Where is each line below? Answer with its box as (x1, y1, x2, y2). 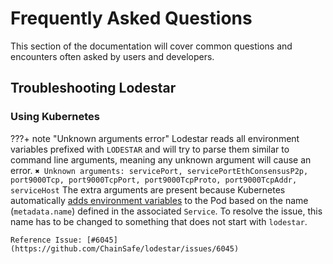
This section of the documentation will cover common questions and (10, 40, 293, 52)
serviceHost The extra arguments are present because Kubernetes (10, 183, 286, 196)
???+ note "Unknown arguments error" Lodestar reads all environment (10, 132, 300, 144)
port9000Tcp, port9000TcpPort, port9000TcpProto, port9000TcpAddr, (10, 175, 298, 185)
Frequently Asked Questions (10, 7, 253, 30)
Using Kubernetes (10, 110, 100, 124)
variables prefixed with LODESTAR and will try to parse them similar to (10, 143, 290, 155)
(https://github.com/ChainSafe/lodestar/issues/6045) (10, 243, 240, 254)
